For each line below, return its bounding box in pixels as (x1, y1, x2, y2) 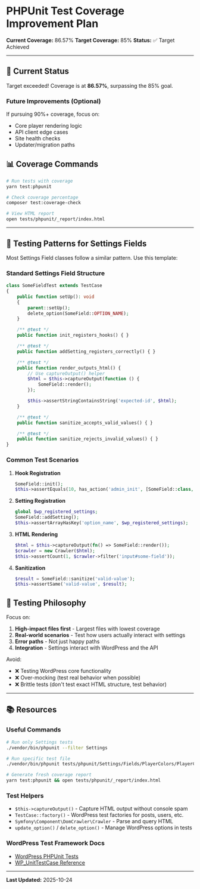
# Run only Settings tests (6, 739, 73, 745)
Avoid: (6, 656, 22, 663)
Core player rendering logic (14, 122, 82, 130)
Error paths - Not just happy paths (14, 638, 100, 645)
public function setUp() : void (17, 294, 95, 300)
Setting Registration (14, 497, 65, 505)
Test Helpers (6, 791, 44, 799)
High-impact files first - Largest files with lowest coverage (14, 625, 160, 632)
